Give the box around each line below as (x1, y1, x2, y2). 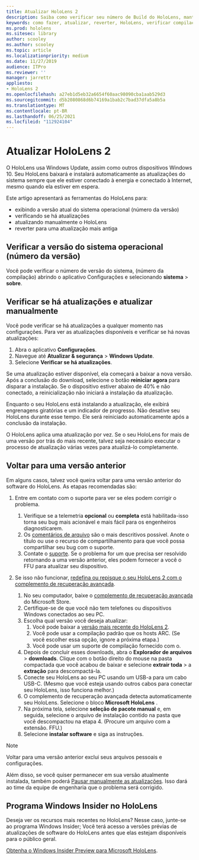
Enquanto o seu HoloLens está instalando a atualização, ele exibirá (6, 400, 169, 407)
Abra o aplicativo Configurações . (14, 346, 97, 353)
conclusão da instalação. (6, 419, 67, 426)
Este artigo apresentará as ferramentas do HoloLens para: (6, 195, 148, 202)
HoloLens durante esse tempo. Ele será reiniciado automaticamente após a (6, 413, 190, 420)
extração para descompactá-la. (23, 667, 102, 674)
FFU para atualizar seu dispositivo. (23, 562, 108, 569)
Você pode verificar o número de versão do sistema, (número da (6, 267, 164, 274)
